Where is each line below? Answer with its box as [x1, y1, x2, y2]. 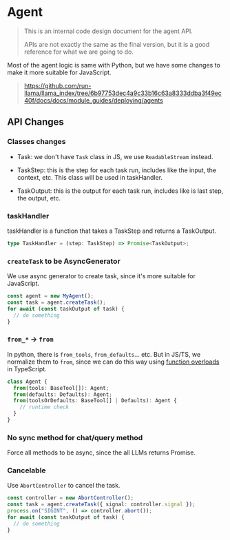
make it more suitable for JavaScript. [7, 68, 112, 76]
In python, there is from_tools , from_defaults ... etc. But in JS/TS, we [7, 350, 201, 358]
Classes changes [7, 137, 66, 147]
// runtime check [19, 404, 70, 411]
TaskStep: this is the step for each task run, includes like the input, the [17, 166, 217, 174]
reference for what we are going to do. [23, 48, 134, 56]
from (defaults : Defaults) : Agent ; [13, 391, 112, 398]
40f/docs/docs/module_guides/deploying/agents [23, 96, 163, 104]
